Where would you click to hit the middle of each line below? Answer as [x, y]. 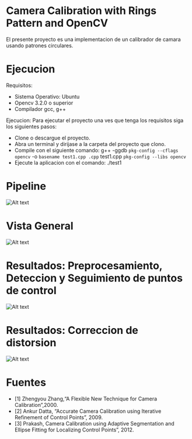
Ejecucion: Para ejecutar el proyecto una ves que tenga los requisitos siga [95, 120]
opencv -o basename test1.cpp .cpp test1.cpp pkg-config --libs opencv [100, 156]
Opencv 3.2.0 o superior [44, 103]
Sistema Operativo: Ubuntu [47, 96]
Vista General [40, 226]
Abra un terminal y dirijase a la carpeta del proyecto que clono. [90, 144]
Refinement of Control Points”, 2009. [59, 417]
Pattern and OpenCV [57, 23]
